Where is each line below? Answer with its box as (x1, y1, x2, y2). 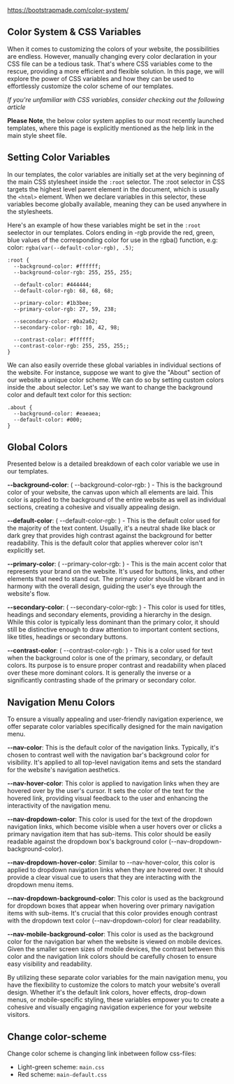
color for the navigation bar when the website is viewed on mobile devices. (7, 937, 223, 946)
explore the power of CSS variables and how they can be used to (7, 74, 194, 83)
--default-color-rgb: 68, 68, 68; (13, 287, 114, 294)
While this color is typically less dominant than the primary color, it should (7, 618, 220, 627)
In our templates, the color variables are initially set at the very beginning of (7, 170, 225, 178)
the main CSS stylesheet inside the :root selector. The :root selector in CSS (7, 178, 225, 186)
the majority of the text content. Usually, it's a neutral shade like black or (7, 524, 216, 532)
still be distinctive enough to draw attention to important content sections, (7, 625, 220, 634)
